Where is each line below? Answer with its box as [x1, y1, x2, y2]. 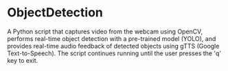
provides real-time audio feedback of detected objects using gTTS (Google [7, 42, 220, 50]
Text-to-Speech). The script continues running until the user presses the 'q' [7, 49, 222, 57]
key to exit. [7, 56, 38, 64]
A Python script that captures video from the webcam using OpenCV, [7, 27, 203, 35]
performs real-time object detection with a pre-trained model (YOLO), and [7, 34, 216, 42]
